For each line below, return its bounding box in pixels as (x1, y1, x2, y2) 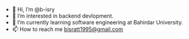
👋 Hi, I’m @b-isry (12, 6, 55, 13)
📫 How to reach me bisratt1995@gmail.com (12, 26, 124, 33)
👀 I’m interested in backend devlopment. (12, 12, 114, 19)
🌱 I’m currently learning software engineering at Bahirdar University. (12, 19, 183, 26)
